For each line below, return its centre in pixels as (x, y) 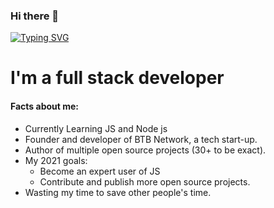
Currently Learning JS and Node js (96, 128)
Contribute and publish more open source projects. (145, 181)
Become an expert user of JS (100, 171)
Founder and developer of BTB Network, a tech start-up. (141, 139)
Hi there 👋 (35, 16)
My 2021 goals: (56, 160)
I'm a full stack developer (117, 78)
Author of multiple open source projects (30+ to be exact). (145, 150)
